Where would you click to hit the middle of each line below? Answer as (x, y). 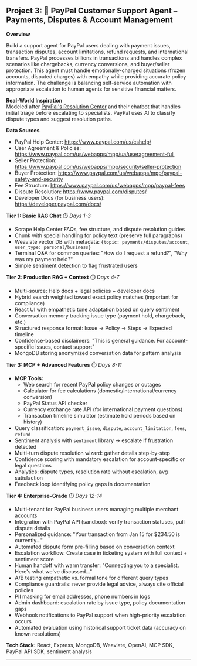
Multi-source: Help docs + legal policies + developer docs (85, 291)
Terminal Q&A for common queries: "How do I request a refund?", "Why (101, 253)
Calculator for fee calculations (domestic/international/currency (100, 391)
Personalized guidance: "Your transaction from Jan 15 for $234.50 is (97, 534)
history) (33, 422)
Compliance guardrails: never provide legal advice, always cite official (99, 584)
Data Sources (23, 130)
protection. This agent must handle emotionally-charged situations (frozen (96, 70)
